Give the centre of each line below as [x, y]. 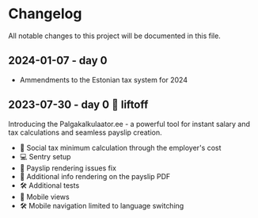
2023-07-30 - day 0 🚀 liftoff [78, 105]
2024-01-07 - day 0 [58, 61]
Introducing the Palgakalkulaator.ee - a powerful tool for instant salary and [129, 124]
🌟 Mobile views [44, 197]
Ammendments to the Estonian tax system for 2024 [104, 79]
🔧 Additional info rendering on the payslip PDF [95, 176]
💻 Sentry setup [45, 156]
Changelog [45, 14]
